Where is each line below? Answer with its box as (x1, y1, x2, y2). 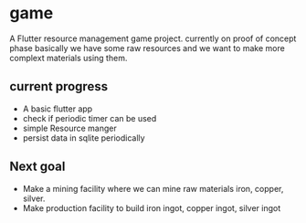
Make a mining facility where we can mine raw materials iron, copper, (22, 183, 284, 194)
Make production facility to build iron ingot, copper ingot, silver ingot (22, 202, 281, 213)
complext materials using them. (9, 52, 128, 63)
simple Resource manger (22, 122, 117, 133)
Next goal (9, 159, 66, 175)
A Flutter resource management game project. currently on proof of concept (9, 33, 297, 44)
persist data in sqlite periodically (22, 132, 145, 143)
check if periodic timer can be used (22, 112, 157, 123)
